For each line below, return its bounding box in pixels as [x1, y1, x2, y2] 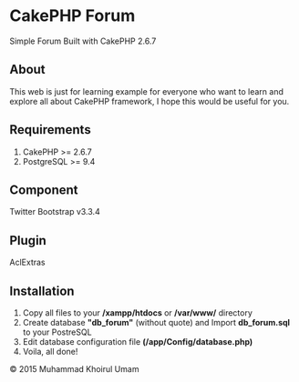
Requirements [9, 122, 91, 137]
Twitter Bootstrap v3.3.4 [9, 206, 100, 217]
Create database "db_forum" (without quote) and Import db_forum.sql [22, 317, 290, 327]
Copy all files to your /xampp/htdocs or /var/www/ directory [22, 307, 253, 318]
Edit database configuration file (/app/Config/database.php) [22, 337, 253, 347]
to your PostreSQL [22, 327, 93, 337]
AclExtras [9, 256, 46, 268]
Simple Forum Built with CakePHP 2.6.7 [9, 35, 157, 46]
